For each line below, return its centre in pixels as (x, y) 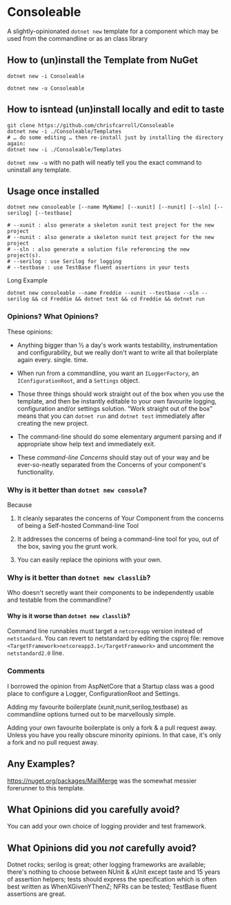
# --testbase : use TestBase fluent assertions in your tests (98, 268)
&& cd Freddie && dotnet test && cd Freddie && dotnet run (119, 299)
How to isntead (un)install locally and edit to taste (116, 109)
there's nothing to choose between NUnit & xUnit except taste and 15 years (114, 872)
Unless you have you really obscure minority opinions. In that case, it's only (114, 735)
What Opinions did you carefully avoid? (94, 809)
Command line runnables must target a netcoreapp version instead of (105, 631)
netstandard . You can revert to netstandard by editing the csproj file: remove (115, 638)
